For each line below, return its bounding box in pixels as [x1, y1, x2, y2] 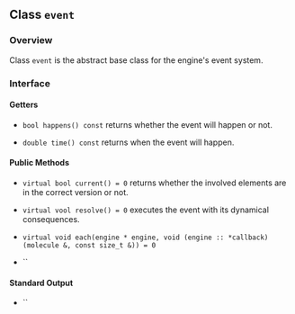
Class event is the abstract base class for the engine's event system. [9, 54, 264, 66]
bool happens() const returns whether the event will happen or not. [22, 119, 273, 130]
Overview [9, 34, 53, 47]
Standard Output [9, 277, 74, 288]
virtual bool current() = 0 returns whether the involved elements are [22, 177, 287, 188]
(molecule [22, 241, 60, 250]
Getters [9, 99, 39, 111]
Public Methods [9, 157, 70, 168]
